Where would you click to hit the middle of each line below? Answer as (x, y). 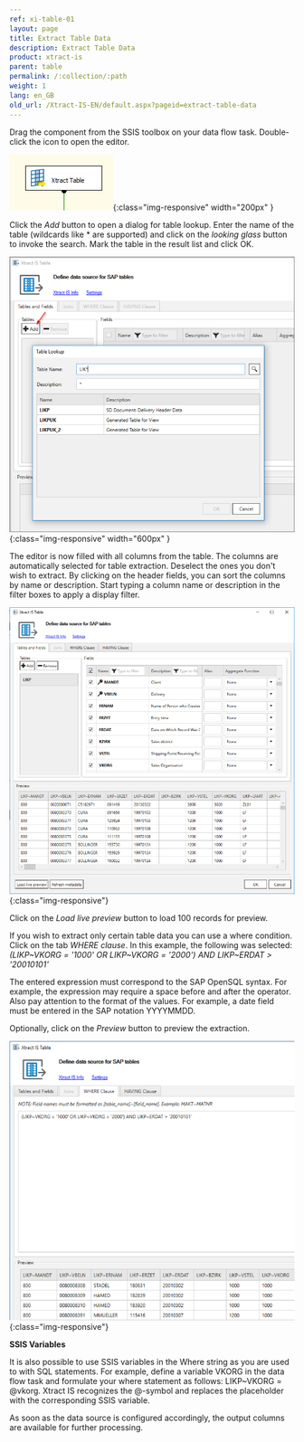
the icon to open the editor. (79, 141)
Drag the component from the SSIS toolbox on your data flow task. (133, 132)
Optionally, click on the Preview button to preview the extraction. (130, 1029)
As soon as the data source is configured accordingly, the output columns (147, 1418)
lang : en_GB (32, 95)
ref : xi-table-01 (42, 19)
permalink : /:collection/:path (68, 77)
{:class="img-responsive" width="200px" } (193, 207)
